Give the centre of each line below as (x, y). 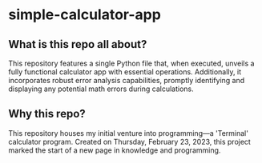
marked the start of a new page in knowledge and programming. (115, 150)
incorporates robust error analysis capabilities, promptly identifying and (127, 80)
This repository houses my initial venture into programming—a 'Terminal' (128, 133)
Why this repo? (47, 114)
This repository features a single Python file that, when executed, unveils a (131, 63)
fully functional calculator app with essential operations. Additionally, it (125, 72)
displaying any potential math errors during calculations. (101, 89)
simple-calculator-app (85, 15)
